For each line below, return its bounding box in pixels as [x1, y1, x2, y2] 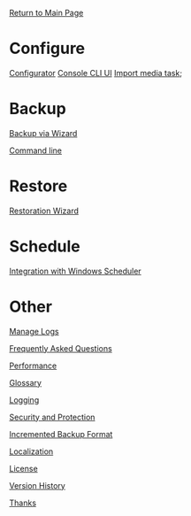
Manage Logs [9, 326, 59, 336]
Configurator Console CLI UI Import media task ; [9, 67, 183, 78]
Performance [9, 360, 57, 371]
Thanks [9, 497, 37, 508]
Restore [9, 176, 68, 196]
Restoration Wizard [9, 205, 80, 216]
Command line [9, 145, 63, 156]
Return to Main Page [9, 8, 84, 18]
